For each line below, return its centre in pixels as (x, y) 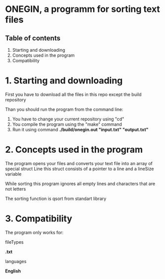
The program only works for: (34, 232)
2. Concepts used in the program (74, 150)
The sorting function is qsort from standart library (56, 198)
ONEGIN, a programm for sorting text (82, 9)
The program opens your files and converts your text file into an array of (79, 163)
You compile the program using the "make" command (67, 124)
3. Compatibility (39, 219)
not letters (16, 189)
